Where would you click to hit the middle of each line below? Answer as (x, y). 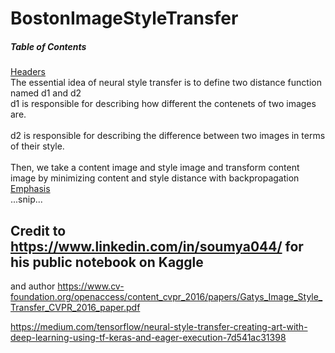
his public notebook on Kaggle (107, 262)
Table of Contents (48, 46)
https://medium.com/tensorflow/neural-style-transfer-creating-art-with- (159, 326)
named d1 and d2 (46, 93)
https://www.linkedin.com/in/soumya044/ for (157, 246)
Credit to (38, 230)
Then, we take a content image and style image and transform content (155, 168)
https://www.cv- (91, 286)
